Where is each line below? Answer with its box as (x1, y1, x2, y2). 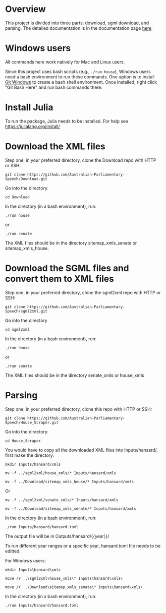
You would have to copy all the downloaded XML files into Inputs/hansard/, (5, 447, 158, 453)
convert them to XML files (5, 273, 114, 284)
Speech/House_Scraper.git (5, 420, 58, 425)
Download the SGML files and (5, 262, 129, 274)
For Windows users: (5, 557, 46, 563)
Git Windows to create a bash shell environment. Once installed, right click (5, 79, 157, 85)
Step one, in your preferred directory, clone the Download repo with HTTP (5, 157, 157, 163)
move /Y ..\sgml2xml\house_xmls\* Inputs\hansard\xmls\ (5, 576, 123, 581)
